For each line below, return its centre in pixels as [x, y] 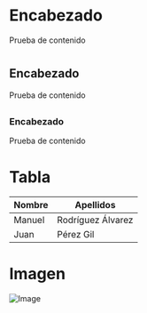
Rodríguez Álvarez [95, 221]
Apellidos [95, 205]
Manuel [29, 221]
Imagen [38, 274]
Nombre [31, 205]
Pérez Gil [76, 235]
